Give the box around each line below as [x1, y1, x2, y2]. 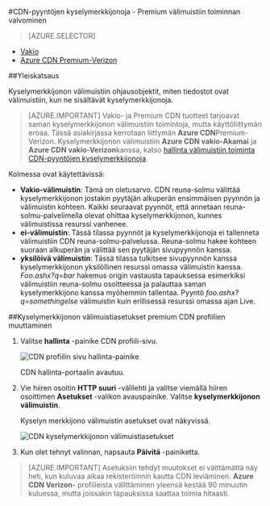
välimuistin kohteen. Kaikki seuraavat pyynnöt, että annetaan [19, 202, 222, 211]
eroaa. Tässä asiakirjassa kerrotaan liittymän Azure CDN [27, 128, 216, 137]
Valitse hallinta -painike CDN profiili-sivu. [19, 337, 159, 345]
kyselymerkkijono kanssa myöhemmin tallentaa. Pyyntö [19, 288, 205, 297]
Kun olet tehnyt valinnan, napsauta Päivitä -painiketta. [19, 447, 200, 457]
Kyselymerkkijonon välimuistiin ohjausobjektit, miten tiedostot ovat [8, 86, 230, 96]
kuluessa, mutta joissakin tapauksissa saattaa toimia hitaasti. [27, 488, 230, 498]
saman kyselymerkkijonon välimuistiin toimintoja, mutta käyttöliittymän [27, 119, 262, 128]
